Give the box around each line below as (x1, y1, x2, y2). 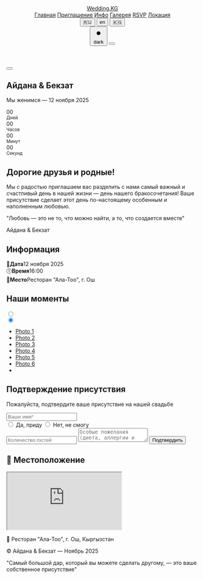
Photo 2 (15, 334, 35, 341)
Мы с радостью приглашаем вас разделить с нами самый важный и (6, 183, 185, 191)
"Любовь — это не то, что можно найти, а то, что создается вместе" (6, 215, 185, 222)
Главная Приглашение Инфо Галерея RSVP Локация (34, 11, 171, 18)
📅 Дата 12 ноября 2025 (6, 260, 64, 268)
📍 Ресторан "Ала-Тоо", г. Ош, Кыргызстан (6, 535, 114, 542)
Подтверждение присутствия (6, 384, 126, 395)
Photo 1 (15, 327, 34, 334)
